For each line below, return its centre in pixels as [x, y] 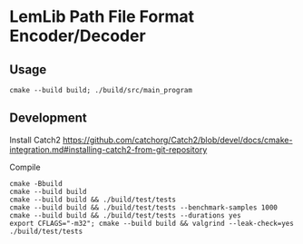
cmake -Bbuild [36, 183]
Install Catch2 [35, 140]
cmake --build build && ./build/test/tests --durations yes [126, 215]
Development [49, 118]
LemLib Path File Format [102, 17]
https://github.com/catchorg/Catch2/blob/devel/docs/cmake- [177, 140]
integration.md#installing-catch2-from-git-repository [108, 149]
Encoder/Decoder [78, 36]
